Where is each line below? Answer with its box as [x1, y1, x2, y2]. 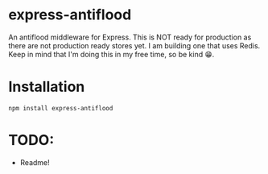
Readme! [19, 157, 50, 167]
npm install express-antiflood [8, 104, 113, 112]
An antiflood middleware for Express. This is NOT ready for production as [8, 32, 252, 42]
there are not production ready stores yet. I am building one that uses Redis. [8, 40, 261, 50]
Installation [8, 78, 85, 96]
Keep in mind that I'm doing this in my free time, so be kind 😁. [8, 49, 215, 59]
